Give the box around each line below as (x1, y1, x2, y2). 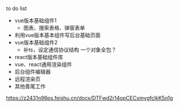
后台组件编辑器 (14, 68, 51, 75)
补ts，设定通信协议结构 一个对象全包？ (23, 46, 117, 53)
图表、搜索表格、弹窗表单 (23, 25, 85, 31)
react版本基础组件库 (14, 54, 63, 60)
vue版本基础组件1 (14, 17, 57, 24)
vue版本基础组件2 (14, 39, 58, 46)
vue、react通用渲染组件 (14, 61, 72, 68)
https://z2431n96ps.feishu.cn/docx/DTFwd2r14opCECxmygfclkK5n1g (6, 95, 174, 101)
